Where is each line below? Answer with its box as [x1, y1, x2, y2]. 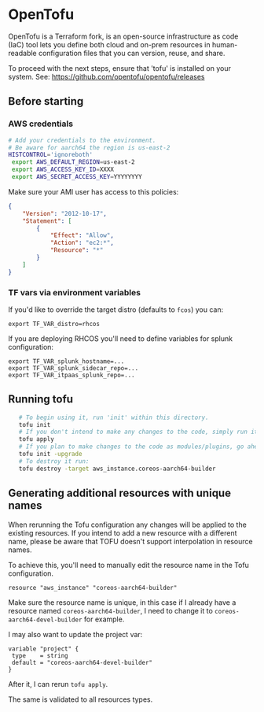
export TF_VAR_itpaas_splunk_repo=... [8, 371, 135, 379]
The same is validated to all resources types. [8, 695, 153, 704]
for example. [83, 614, 125, 624]
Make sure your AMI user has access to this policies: [8, 187, 179, 196]
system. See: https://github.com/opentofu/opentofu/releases [8, 72, 205, 81]
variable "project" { [8, 644, 79, 653]
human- [211, 39, 238, 49]
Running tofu [8, 392, 73, 406]
